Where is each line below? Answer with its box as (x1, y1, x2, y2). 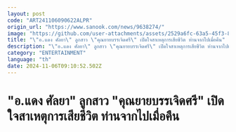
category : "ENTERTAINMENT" (7, 50, 86, 57)
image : (7, 29, 27, 37)
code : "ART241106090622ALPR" (7, 17, 93, 24)
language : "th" (7, 56, 52, 63)
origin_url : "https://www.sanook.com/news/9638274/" (7, 23, 165, 30)
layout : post (7, 10, 46, 18)
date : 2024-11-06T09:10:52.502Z (7, 62, 102, 70)
